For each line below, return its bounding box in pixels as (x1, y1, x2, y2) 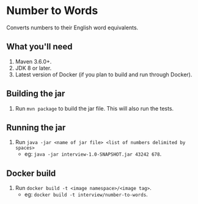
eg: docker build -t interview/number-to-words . (24, 191, 148, 199)
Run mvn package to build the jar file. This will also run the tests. (15, 104, 174, 112)
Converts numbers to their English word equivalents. (6, 24, 139, 31)
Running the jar (6, 122, 66, 133)
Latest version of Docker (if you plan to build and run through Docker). (15, 71, 193, 78)
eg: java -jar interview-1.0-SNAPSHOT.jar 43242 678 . (24, 150, 162, 158)
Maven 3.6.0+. (15, 57, 52, 65)
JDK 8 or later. (15, 64, 52, 71)
